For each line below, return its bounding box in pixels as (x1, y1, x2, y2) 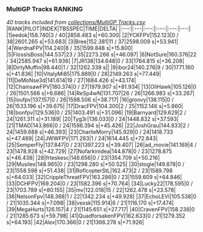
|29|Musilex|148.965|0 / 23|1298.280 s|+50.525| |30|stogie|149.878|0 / (6, 160, 185, 168)
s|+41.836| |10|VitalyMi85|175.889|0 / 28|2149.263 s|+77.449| (6, 70, 162, 78)
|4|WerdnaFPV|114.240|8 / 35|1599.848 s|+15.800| (6, 44, 133, 52)
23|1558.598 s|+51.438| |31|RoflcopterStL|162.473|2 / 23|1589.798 (6, 167, 173, 174)
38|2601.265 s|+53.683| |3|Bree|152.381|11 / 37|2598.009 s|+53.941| (6, 38, 179, 46)
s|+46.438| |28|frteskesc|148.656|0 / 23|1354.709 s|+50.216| (6, 154, 160, 162)
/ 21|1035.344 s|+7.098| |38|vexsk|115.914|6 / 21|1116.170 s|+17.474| (6, 199, 174, 206)
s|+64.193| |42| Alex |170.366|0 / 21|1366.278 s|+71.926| (6, 219, 144, 226)
